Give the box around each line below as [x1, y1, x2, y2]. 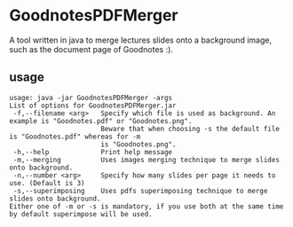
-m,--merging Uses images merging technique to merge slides [12, 155, 280, 164]
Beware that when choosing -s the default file [100, 124, 280, 133]
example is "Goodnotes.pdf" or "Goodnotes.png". [9, 116, 193, 125]
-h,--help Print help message [12, 147, 173, 156]
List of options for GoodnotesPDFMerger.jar [9, 101, 177, 110]
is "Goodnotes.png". [100, 139, 177, 149]
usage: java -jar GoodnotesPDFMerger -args [9, 93, 173, 102]
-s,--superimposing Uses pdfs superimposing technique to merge [12, 186, 268, 195]
